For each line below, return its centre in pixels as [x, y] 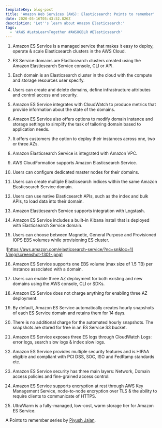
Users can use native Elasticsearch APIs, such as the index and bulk [80, 196]
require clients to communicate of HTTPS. [54, 396]
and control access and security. [45, 95]
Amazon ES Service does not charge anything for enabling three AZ [80, 293]
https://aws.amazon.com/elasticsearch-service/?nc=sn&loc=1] [71, 249]
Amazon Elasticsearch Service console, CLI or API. [63, 66]
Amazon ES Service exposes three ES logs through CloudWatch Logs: [82, 337]
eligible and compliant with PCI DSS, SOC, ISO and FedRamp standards [83, 357]
